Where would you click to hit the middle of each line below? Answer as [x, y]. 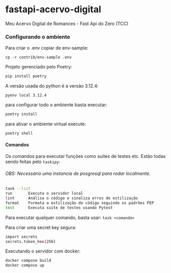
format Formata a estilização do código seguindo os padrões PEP [80, 203]
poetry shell [19, 133]
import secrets [21, 237]
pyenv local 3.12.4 [26, 96]
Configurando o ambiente [38, 37]
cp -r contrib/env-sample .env [39, 57]
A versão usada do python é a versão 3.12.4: [52, 86]
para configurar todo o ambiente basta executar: [56, 105]
